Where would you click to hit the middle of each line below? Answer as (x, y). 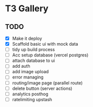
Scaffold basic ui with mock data (45, 44)
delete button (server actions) (42, 88)
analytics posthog (30, 94)
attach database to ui (34, 61)
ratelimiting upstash (32, 99)
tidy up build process (34, 50)
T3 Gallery (27, 9)
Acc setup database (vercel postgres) (50, 55)
